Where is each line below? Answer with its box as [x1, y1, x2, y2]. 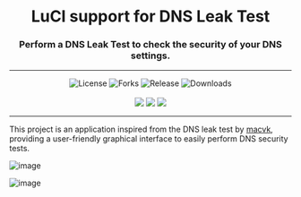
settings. [130, 49, 171, 62]
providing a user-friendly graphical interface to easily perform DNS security [9, 133, 288, 144]
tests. [9, 143, 30, 154]
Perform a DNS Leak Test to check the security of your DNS [19, 39, 282, 51]
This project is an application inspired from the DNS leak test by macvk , [9, 124, 273, 135]
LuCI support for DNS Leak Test [30, 6, 271, 27]
